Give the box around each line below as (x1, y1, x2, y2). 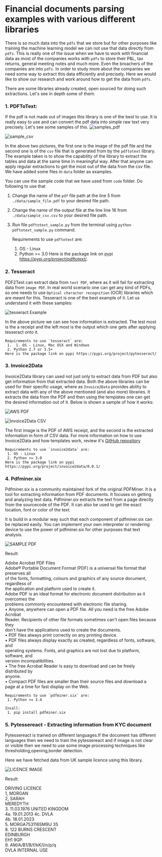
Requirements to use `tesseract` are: (5, 338, 83, 343)
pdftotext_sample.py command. (12, 227, 76, 233)
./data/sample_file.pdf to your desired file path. (12, 198, 110, 204)
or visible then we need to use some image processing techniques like (5, 742, 145, 748)
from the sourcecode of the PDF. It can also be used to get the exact (5, 502, 142, 508)
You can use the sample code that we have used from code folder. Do (5, 178, 143, 184)
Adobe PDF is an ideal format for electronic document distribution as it (5, 591, 146, 597)
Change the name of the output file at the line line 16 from (12, 207, 127, 213)
